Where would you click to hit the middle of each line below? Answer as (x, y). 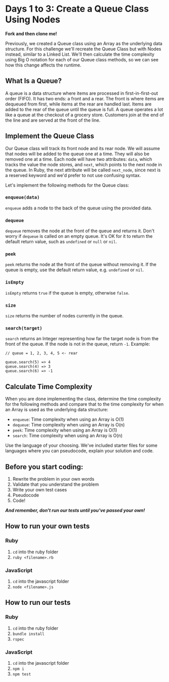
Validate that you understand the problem (56, 484)
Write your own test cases (40, 489)
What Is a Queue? (34, 81)
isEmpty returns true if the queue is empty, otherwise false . (67, 293)
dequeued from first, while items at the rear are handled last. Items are (78, 104)
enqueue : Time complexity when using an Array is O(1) (68, 419)
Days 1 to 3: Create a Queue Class (77, 9)
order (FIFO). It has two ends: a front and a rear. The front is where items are (85, 98)
